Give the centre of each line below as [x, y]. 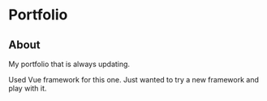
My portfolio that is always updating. [69, 64]
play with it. [28, 88]
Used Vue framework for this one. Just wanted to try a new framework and [134, 80]
